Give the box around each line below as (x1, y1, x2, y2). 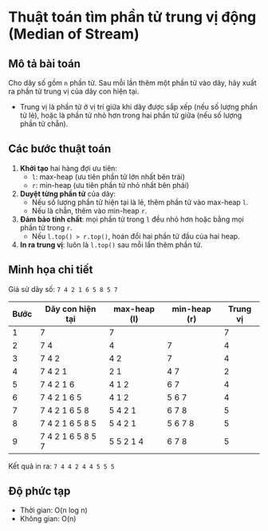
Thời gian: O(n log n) (19, 505, 88, 515)
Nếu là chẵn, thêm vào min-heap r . (31, 206, 148, 215)
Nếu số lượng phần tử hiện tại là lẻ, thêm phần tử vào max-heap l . (31, 197, 249, 207)
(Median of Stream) (8, 25, 140, 43)
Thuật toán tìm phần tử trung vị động (8, 8, 257, 26)
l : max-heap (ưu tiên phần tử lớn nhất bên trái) (31, 172, 186, 182)
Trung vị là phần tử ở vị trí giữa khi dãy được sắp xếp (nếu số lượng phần (19, 102, 258, 111)
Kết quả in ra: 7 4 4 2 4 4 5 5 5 (8, 461, 115, 471)
